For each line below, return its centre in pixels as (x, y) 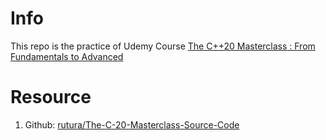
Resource (51, 97)
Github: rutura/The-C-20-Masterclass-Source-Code (132, 124)
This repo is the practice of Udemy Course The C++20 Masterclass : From (163, 46)
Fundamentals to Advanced (67, 56)
